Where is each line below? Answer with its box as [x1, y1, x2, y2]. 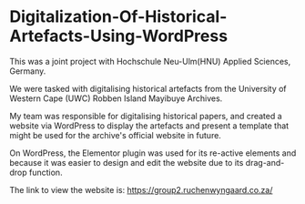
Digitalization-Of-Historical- [9, 6, 228, 27]
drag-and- [245, 157, 285, 168]
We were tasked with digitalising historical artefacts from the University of [9, 83, 287, 94]
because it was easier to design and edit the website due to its [9, 157, 244, 168]
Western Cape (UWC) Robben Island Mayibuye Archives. [9, 93, 223, 104]
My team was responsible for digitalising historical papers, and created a [9, 110, 282, 121]
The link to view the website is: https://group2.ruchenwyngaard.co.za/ [9, 184, 273, 195]
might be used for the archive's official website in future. [9, 129, 221, 140]
